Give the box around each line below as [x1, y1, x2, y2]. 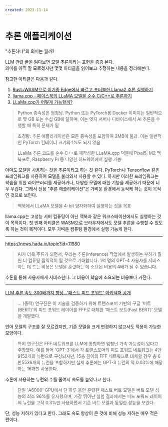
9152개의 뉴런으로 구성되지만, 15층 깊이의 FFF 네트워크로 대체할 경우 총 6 [17, 353, 161, 359]
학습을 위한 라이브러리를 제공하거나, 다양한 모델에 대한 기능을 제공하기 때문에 [5, 179, 155, 185]
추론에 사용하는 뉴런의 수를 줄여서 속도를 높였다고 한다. [5, 376, 112, 382]
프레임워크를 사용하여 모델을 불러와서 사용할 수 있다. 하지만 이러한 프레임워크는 [5, 173, 159, 179]
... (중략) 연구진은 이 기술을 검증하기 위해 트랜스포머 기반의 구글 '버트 [17, 300, 151, 306]
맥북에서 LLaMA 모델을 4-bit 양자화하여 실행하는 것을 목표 [17, 202, 131, 208]
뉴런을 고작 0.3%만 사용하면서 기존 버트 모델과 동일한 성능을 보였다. [22, 399, 155, 405]
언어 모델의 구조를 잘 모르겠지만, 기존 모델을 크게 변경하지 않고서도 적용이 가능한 [5, 324, 161, 330]
